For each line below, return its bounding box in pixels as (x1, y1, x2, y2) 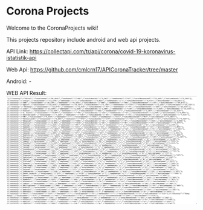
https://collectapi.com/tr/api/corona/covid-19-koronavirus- (29, 47, 176, 55)
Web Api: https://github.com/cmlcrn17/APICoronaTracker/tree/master (6, 65, 178, 73)
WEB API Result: (6, 89, 47, 96)
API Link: (6, 47, 28, 55)
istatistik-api (6, 54, 37, 61)
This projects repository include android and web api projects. (6, 36, 161, 43)
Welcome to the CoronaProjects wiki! (6, 24, 98, 31)
